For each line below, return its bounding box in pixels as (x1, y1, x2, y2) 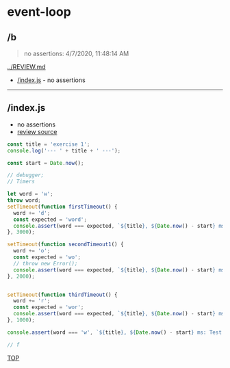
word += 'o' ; (13, 248, 51, 254)
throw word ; (7, 197, 41, 204)
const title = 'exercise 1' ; (7, 141, 90, 148)
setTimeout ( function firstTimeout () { (7, 203, 118, 210)
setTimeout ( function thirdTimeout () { (7, 291, 118, 298)
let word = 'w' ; (7, 191, 53, 198)
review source (16, 127, 57, 135)
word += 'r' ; (13, 298, 51, 304)
